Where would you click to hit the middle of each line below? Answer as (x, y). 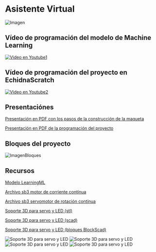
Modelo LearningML (25, 182)
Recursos (20, 171)
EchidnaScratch (30, 80)
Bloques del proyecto (38, 144)
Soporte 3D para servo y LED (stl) (39, 211)
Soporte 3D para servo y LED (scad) (41, 220)
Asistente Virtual (40, 9)
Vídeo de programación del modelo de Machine (78, 38)
